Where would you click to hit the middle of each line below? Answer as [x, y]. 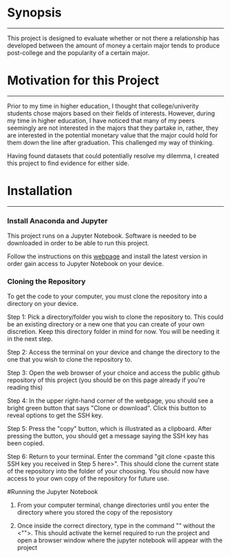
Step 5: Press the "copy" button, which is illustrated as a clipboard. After [109, 429]
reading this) [25, 388]
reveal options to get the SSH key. [55, 415]
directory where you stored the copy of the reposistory [95, 513]
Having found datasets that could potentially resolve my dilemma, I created [113, 155]
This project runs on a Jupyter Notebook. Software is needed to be [102, 236]
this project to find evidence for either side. [68, 163]
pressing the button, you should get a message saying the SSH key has [108, 436]
